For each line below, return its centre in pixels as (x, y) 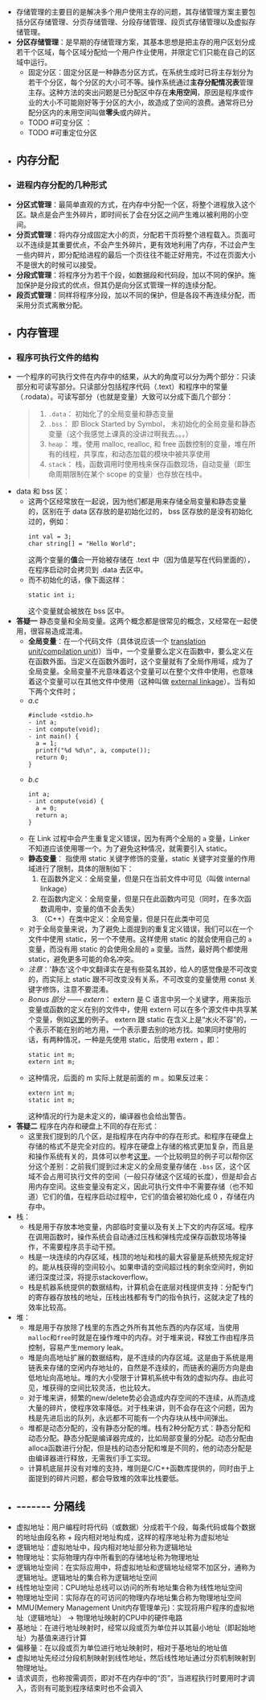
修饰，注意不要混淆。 (78, 989)
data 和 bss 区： (43, 491)
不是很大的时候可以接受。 (58, 265)
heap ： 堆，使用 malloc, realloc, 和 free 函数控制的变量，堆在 (148, 444)
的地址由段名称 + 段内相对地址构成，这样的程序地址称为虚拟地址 (122, 1537)
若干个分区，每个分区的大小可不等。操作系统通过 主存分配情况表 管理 (141, 82)
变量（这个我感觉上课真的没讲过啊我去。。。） (120, 434)
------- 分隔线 (51, 1506)
